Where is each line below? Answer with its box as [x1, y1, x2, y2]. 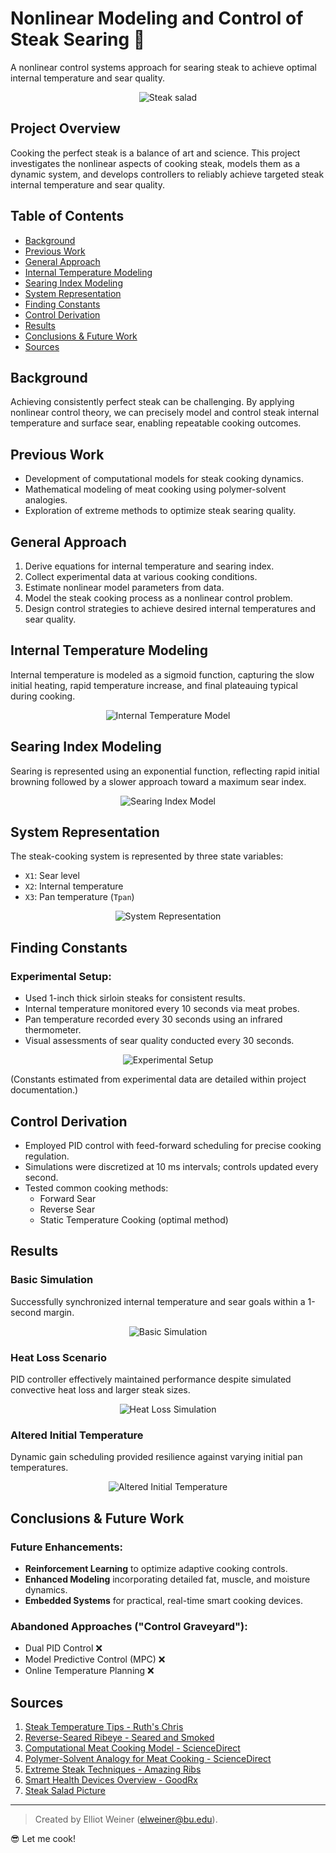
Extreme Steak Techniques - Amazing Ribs [24, 1763, 202, 1776]
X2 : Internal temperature [24, 880, 124, 892]
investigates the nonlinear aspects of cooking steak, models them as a [10, 157, 301, 169]
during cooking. [10, 690, 76, 702]
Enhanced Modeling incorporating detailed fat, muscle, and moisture [24, 1573, 311, 1585]
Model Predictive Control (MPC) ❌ [24, 1653, 166, 1666]
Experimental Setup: [10, 969, 112, 983]
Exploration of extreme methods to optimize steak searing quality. [24, 505, 297, 517]
